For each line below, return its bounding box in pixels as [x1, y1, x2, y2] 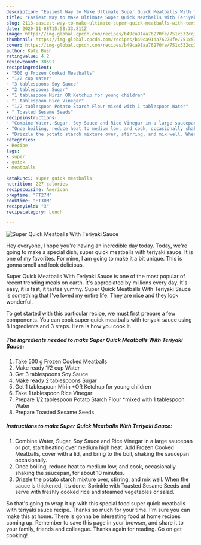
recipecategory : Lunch [6, 209, 63, 215]
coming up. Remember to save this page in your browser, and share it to [6, 519, 184, 526]
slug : [6, 20, 20, 26]
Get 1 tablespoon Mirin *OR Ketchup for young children [14, 383, 151, 390]
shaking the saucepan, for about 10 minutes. [14, 470, 124, 477]
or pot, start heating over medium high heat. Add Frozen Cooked [14, 444, 175, 451]
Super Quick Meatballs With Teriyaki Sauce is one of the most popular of [6, 273, 185, 280]
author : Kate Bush [6, 48, 52, 54]
